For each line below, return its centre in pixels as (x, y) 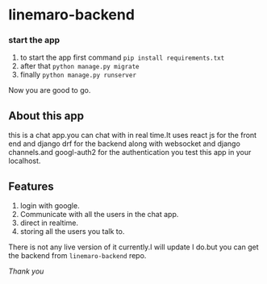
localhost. (25, 161)
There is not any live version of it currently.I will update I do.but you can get (134, 247)
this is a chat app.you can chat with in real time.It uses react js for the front (132, 136)
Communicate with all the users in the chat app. (99, 215)
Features (31, 186)
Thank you (26, 271)
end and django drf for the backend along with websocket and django (124, 144)
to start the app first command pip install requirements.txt (122, 57)
